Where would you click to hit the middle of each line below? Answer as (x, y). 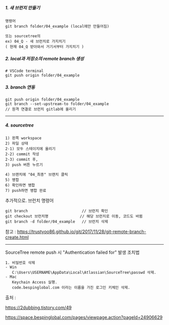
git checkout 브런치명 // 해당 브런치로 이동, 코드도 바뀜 (74, 216)
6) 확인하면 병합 (20, 185)
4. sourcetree (20, 125)
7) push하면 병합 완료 (26, 190)
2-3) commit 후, (22, 159)
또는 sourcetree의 (23, 36)
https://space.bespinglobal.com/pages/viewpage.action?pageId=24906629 (84, 317)
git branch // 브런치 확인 (57, 211)
